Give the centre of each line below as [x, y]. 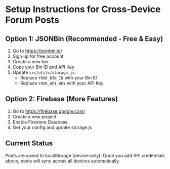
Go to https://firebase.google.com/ [49, 111]
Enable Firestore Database [40, 122]
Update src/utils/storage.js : [44, 72]
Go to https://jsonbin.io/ [37, 51]
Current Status [29, 143]
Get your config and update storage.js [52, 127]
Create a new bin [30, 61]
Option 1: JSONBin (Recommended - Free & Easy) [84, 39]
